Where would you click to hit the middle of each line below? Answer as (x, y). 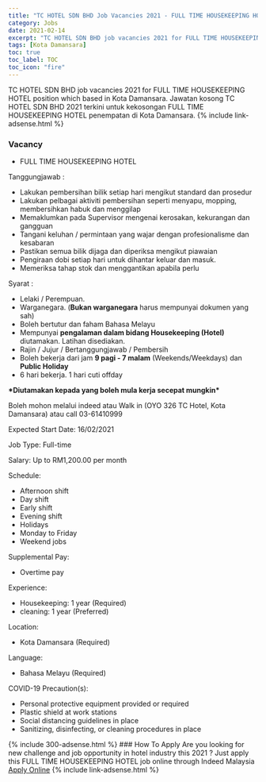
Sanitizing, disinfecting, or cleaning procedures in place (110, 729)
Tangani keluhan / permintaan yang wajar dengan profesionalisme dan (134, 234)
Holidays (34, 525)
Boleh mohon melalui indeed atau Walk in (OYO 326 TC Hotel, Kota (117, 406)
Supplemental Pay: (39, 557)
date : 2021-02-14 (37, 30)
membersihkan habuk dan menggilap (80, 209)
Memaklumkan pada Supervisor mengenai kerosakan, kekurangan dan (135, 218)
